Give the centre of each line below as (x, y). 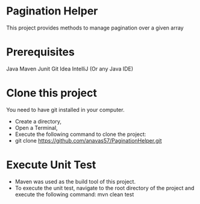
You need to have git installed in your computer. (65, 110)
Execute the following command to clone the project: (80, 134)
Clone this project (52, 93)
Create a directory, (38, 121)
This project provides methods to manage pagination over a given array (95, 28)
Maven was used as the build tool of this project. (75, 181)
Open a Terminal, (36, 128)
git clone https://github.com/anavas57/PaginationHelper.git (88, 140)
